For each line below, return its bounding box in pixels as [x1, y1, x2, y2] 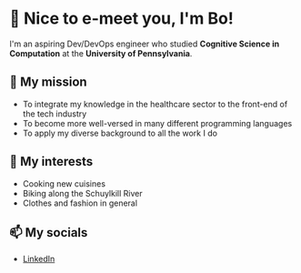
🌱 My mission [9, 75, 88, 90]
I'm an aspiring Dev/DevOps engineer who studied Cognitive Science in [9, 38, 280, 49]
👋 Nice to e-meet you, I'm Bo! [9, 8, 234, 29]
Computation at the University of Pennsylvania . [9, 47, 193, 58]
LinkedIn [22, 254, 55, 265]
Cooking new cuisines [22, 177, 106, 189]
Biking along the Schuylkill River [22, 187, 143, 198]
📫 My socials [9, 225, 88, 240]
